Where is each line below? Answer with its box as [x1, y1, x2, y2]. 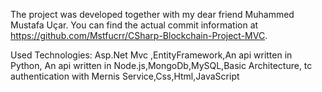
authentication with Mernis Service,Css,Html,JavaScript [10, 70, 240, 82]
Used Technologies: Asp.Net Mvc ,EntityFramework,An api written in [10, 49, 293, 61]
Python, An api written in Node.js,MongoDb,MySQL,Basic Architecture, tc [10, 60, 313, 71]
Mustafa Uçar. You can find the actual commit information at [10, 19, 259, 31]
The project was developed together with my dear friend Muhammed [10, 9, 295, 20]
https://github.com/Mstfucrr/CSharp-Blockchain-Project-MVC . [10, 30, 268, 41]
